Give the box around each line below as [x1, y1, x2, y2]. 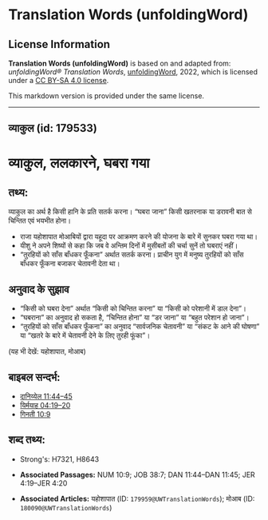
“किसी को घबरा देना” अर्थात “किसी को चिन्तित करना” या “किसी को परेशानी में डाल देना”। [19, 304, 247, 313]
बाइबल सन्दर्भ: [8, 370, 61, 384]
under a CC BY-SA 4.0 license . [8, 76, 109, 85]
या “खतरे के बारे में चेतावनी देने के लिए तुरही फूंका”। [19, 331, 151, 340]
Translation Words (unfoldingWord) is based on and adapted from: [8, 58, 231, 68]
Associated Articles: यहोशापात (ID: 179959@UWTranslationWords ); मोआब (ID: [19, 494, 255, 503]
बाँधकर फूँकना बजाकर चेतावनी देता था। [19, 259, 120, 268]
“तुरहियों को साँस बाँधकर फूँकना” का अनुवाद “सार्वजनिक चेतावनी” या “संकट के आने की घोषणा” [19, 322, 260, 331]
